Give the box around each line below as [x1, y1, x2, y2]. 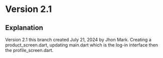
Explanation [5, 23, 44, 32]
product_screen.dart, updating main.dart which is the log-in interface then [5, 42, 158, 48]
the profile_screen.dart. [5, 47, 54, 53]
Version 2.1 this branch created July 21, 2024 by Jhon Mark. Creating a [5, 36, 151, 42]
